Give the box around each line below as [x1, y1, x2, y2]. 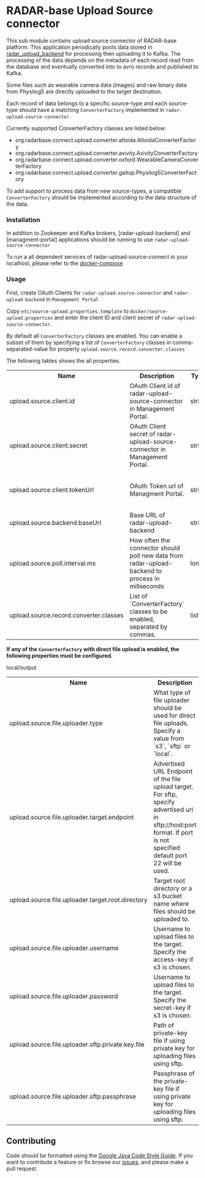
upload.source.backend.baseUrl [9, 518, 102, 527]
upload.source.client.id [9, 397, 75, 405]
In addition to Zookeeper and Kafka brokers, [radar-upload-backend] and [6, 229, 190, 237]
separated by [129, 622, 168, 631]
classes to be [129, 607, 168, 616]
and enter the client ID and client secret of [54, 313, 160, 321]
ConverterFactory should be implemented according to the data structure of [6, 193, 197, 201]
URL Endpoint [153, 767, 193, 776]
